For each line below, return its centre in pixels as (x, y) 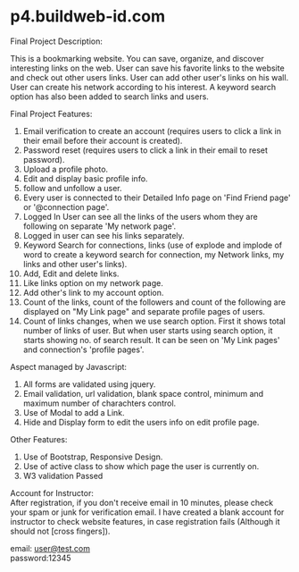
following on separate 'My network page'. (100, 226)
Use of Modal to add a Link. (74, 412)
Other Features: (39, 439)
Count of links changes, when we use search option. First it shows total (154, 321)
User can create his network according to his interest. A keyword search (143, 87)
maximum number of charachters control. (100, 403)
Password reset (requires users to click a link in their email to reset (145, 150)
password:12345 (41, 558)
